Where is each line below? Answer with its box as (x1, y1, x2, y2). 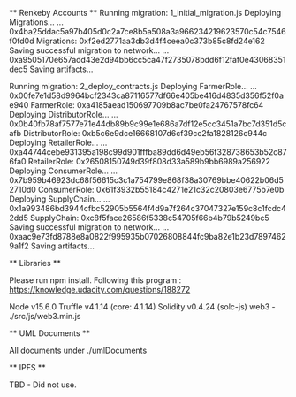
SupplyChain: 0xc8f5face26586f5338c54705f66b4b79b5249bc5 (29, 212, 269, 223)
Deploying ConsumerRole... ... (9, 165, 118, 176)
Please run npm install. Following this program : (9, 275, 182, 286)
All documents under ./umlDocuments (9, 345, 148, 355)
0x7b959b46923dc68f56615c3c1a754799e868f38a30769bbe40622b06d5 (9, 175, 285, 185)
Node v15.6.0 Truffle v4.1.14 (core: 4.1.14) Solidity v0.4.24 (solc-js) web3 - (9, 302, 276, 312)
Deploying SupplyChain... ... (9, 194, 110, 204)
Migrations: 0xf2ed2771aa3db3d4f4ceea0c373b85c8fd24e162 (35, 35, 265, 46)
